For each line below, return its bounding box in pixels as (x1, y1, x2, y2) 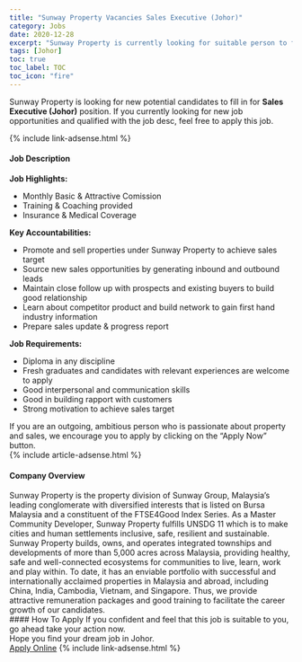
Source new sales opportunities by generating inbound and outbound (22, 263, 280, 274)
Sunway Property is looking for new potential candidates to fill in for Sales (9, 96, 284, 107)
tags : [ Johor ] (9, 47, 63, 56)
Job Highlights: (9, 172, 68, 184)
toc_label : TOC (9, 64, 67, 73)
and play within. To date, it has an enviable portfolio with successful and (9, 567, 277, 578)
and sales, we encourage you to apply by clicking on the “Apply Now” (9, 430, 267, 441)
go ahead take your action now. (9, 623, 126, 634)
